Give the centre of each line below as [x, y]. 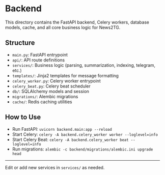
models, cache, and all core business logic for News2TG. [63, 27]
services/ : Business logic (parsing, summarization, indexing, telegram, [84, 65]
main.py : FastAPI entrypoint [40, 55]
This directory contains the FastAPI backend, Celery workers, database [77, 22]
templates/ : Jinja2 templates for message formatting [65, 75]
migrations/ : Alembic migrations [45, 96]
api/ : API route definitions [38, 60]
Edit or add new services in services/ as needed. [55, 167]
